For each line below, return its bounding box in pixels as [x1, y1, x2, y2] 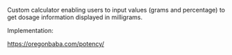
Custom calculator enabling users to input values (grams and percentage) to [7, 6, 226, 14]
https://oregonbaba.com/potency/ [7, 40, 104, 47]
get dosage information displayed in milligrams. [7, 13, 143, 21]
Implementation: [7, 27, 54, 34]
